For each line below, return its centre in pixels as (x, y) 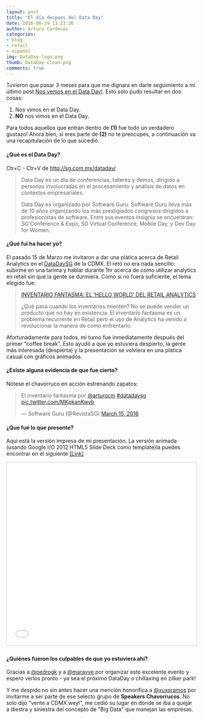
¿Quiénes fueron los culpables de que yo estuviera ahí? (77, 659)
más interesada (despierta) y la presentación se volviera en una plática (94, 350)
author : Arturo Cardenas (37, 29)
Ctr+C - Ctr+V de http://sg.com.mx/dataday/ (61, 168)
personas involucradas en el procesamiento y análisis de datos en (103, 186)
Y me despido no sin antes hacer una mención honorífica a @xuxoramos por (101, 690)
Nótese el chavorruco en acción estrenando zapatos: (72, 384)
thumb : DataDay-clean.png (39, 62)
